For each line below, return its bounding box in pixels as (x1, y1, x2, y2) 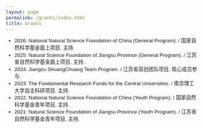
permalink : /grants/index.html (6, 15, 86, 21)
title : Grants (6, 20, 42, 26)
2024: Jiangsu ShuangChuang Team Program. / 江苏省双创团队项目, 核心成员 (14, 66, 193, 72)
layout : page (6, 9, 39, 15)
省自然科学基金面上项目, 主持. (14, 59, 85, 66)
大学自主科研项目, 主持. (14, 87, 70, 94)
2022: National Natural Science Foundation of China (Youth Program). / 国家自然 (14, 94, 197, 101)
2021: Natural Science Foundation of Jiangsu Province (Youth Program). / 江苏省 (14, 108, 197, 115)
